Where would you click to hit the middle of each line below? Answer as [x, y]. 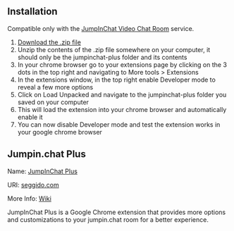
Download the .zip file [49, 42]
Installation [32, 12]
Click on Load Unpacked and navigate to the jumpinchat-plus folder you [122, 94]
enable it [30, 117]
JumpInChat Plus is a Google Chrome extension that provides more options [117, 212]
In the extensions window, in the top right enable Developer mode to [117, 80]
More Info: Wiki [29, 198]
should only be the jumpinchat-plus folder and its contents [102, 57]
